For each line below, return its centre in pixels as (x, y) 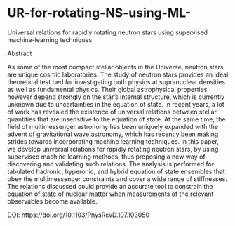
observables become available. (52, 201)
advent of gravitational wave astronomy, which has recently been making (113, 134)
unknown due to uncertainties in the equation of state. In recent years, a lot (116, 104)
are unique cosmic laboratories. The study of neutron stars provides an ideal (118, 74)
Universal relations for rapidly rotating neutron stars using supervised (108, 32)
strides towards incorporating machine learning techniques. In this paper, (113, 141)
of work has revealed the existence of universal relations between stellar (112, 112)
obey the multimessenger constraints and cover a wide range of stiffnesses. (117, 179)
